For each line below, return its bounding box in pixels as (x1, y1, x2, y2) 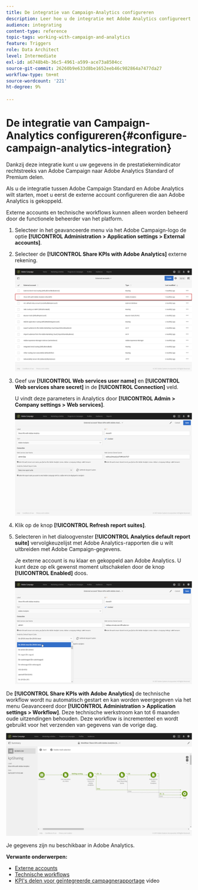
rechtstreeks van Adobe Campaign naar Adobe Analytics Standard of (6, 167, 174, 174)
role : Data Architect (6, 47, 60, 53)
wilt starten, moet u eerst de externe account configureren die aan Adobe (6, 191, 185, 198)
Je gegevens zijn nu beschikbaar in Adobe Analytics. (6, 842, 135, 849)
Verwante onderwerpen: (6, 853, 68, 860)
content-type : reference (6, 28, 67, 34)
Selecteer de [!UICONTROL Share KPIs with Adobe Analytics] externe (14, 250, 187, 258)
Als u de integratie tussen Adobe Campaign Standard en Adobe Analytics (6, 184, 184, 192)
